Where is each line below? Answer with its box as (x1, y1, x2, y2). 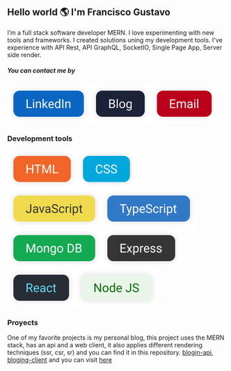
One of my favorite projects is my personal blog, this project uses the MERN (7, 333, 225, 342)
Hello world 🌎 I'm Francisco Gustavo (7, 6, 170, 18)
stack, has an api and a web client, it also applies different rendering (7, 341, 203, 349)
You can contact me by (7, 66, 75, 75)
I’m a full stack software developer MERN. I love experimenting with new (7, 28, 214, 37)
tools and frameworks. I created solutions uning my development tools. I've (7, 35, 223, 44)
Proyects (7, 318, 38, 327)
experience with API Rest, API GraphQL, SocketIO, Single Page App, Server (7, 43, 223, 52)
